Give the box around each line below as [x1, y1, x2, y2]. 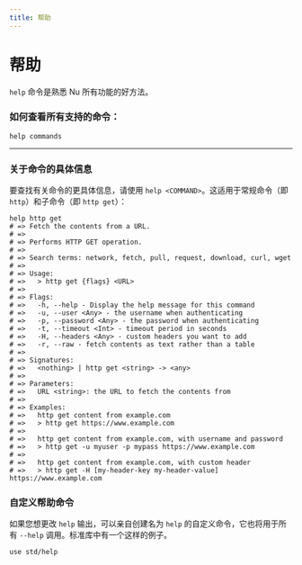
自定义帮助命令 [9, 497, 75, 509]
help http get [9, 214, 63, 223]
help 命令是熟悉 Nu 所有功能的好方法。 [9, 86, 154, 97]
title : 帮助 [9, 13, 51, 22]
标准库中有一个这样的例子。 [68, 530, 173, 541]
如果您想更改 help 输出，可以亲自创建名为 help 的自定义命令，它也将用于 [9, 518, 280, 529]
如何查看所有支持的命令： [9, 111, 120, 123]
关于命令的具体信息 [9, 163, 93, 175]
